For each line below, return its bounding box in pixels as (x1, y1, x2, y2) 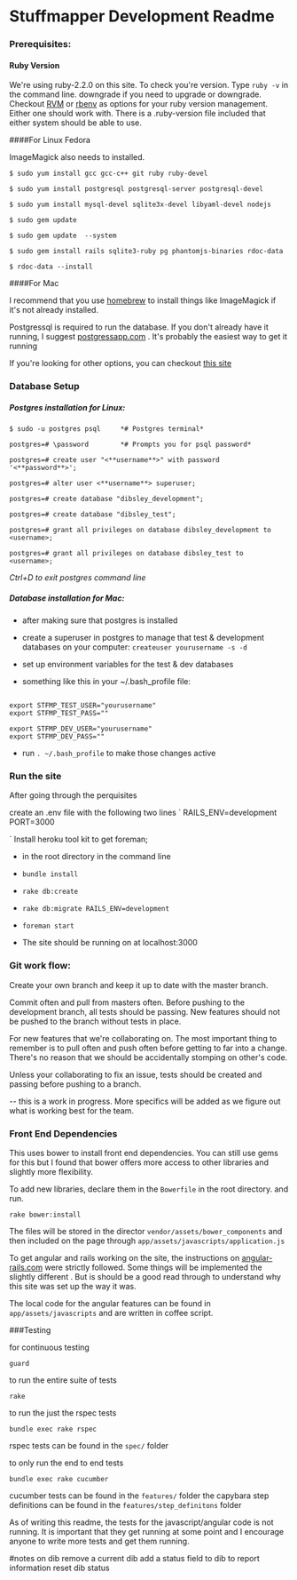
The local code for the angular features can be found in (9, 1298, 211, 1309)
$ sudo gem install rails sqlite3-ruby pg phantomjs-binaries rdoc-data (9, 247, 284, 256)
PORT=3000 (9, 817, 55, 827)
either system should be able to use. (9, 117, 142, 128)
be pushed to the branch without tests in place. (9, 1016, 182, 1026)
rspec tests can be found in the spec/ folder (9, 1440, 169, 1451)
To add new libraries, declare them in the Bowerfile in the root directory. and (9, 1184, 289, 1194)
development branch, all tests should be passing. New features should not (9, 1006, 281, 1017)
